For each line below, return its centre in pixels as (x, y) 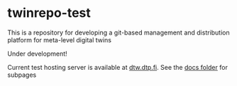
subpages (22, 75)
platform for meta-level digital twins (60, 39)
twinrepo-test (49, 13)
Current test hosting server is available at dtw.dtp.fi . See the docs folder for (118, 67)
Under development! (37, 54)
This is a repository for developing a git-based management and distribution (118, 32)
